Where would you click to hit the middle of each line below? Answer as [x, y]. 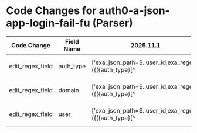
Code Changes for [51, 11]
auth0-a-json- [134, 11]
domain [69, 90]
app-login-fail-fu [48, 23]
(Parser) [113, 23]
